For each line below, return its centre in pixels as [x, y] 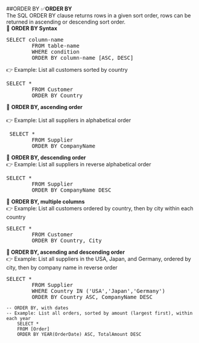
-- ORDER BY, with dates [37, 308]
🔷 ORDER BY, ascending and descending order [66, 252]
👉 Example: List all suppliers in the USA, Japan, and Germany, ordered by [99, 259]
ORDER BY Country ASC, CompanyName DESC [92, 297]
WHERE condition [55, 52]
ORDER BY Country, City [67, 241]
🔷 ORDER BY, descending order [46, 157]
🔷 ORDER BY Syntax [32, 28]
